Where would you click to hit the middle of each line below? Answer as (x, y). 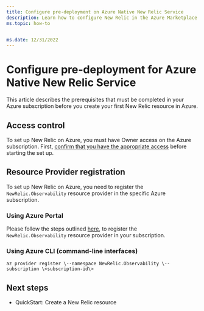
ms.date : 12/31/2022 (33, 40)
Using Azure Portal (35, 215)
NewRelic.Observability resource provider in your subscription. (86, 235)
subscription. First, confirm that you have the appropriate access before (97, 146)
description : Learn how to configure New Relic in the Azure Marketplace (102, 18)
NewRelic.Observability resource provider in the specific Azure (86, 193)
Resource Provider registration (66, 172)
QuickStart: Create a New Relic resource (66, 302)
